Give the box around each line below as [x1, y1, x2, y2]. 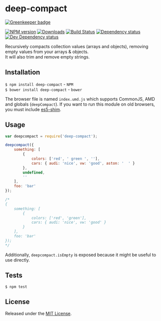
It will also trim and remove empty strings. [5, 54, 90, 59]
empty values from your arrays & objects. [5, 49, 89, 55]
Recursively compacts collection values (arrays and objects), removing [5, 43, 149, 49]
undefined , [23, 170, 45, 175]
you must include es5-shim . [5, 106, 61, 112]
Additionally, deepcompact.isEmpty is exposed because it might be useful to [5, 252, 156, 258]
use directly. [5, 257, 30, 263]
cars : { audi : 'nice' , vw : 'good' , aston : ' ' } [31, 161, 135, 166]
